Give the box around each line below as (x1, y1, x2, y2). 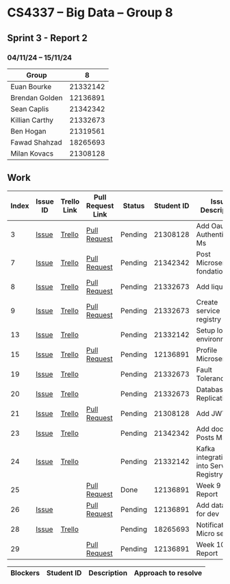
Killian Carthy (10, 115, 53, 125)
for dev (196, 509, 220, 518)
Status (123, 201, 145, 210)
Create (196, 297, 218, 306)
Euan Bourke (10, 82, 52, 91)
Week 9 (196, 480, 221, 490)
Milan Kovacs (10, 149, 53, 158)
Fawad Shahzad (10, 137, 62, 147)
